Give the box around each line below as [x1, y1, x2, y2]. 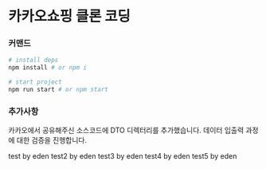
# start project [8, 78, 62, 86]
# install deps [8, 57, 59, 65]
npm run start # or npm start [8, 85, 109, 94]
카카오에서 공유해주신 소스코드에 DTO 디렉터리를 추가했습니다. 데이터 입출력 [8, 125, 244, 136]
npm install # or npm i [8, 64, 88, 72]
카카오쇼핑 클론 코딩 [8, 7, 131, 26]
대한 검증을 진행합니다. [16, 136, 88, 145]
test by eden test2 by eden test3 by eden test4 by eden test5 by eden [8, 151, 237, 161]
